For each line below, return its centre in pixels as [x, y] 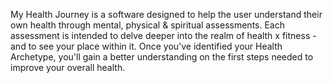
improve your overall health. [68, 67]
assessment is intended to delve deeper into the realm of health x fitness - [163, 35]
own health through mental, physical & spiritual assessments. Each [147, 25]
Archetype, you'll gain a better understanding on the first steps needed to [162, 57]
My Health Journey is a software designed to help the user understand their [166, 14]
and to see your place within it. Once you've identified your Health [146, 46]
